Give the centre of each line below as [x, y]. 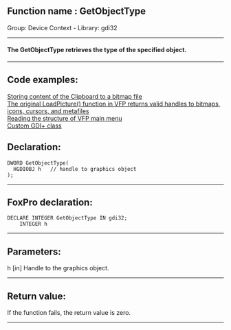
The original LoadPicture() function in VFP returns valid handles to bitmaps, [114, 104]
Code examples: [43, 80]
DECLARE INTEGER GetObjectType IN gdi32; [67, 218]
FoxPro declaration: [50, 203]
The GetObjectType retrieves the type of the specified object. [97, 50]
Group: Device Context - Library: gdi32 [63, 27]
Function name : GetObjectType [77, 11]
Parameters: [34, 251]
